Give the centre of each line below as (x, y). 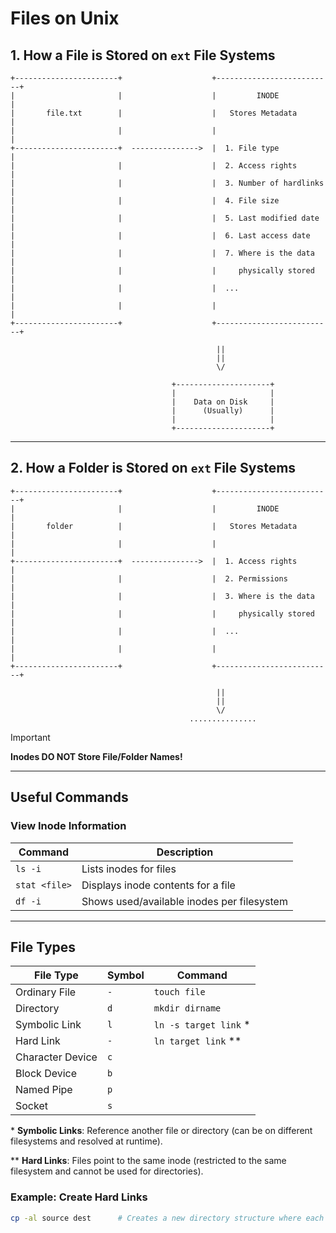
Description (185, 852)
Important (30, 737)
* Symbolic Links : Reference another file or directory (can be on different (161, 1131)
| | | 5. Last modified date (165, 218)
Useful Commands (69, 797)
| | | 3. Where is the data (162, 596)
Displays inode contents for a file (158, 885)
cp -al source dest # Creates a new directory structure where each (167, 1218)
